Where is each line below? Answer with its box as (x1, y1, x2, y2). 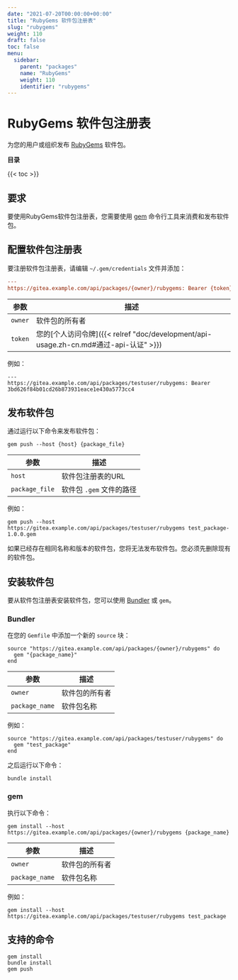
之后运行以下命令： (7, 761, 64, 769)
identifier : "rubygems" (20, 83, 91, 90)
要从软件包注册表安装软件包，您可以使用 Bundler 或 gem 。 (7, 596, 176, 605)
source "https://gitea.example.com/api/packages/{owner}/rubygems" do (7, 645, 220, 652)
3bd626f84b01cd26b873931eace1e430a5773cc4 (7, 386, 135, 393)
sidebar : (13, 57, 40, 64)
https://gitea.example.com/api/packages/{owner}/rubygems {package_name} (7, 829, 230, 836)
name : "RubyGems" (20, 69, 72, 77)
